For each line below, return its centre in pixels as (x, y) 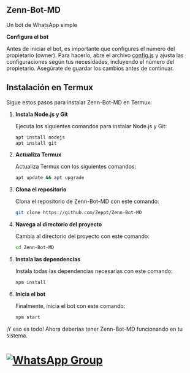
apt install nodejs (40, 137)
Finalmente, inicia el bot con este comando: (70, 306)
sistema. (17, 335)
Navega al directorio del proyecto (59, 225)
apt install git (36, 143)
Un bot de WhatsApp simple (42, 25)
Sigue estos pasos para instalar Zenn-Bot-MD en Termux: (79, 102)
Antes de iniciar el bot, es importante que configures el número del (91, 48)
